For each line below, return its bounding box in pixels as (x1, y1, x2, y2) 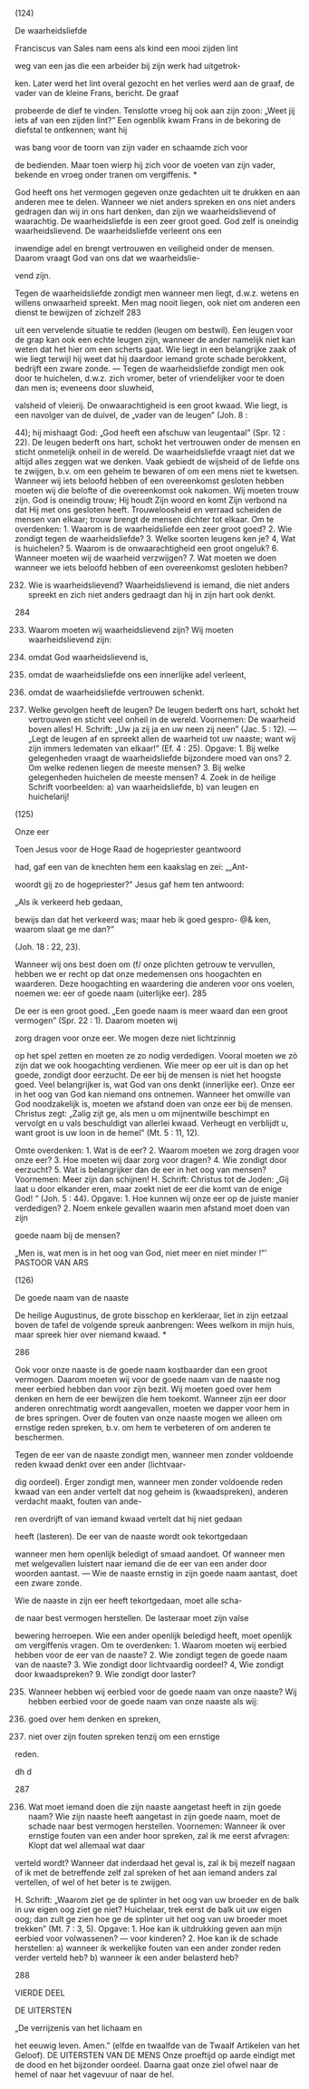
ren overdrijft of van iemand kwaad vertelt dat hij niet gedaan (14, 1514, 243, 1524)
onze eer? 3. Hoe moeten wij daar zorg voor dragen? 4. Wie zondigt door (14, 1155, 288, 1165)
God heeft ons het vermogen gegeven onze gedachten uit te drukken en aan (14, 187, 301, 198)
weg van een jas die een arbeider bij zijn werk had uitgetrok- (14, 61, 241, 71)
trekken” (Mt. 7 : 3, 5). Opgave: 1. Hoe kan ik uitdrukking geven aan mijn (14, 1923, 283, 1934)
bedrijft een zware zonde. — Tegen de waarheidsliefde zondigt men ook (14, 363, 285, 374)
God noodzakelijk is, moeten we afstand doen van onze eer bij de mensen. (14, 1098, 294, 1109)
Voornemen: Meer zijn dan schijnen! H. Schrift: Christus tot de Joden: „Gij (14, 1174, 289, 1185)
